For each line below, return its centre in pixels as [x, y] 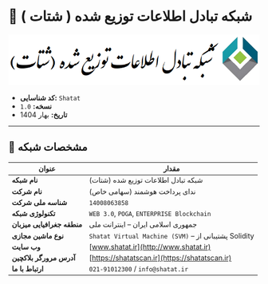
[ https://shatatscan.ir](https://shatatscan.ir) [160, 258]
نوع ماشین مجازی [37, 235]
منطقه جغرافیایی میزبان [47, 225]
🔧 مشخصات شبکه [48, 147]
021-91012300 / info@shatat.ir [139, 269]
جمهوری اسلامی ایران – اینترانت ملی [143, 225]
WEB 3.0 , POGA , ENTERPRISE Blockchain [150, 214]
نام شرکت [27, 191]
